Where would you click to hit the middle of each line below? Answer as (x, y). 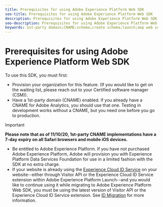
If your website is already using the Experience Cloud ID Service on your (84, 170)
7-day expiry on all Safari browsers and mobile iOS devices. (66, 140)
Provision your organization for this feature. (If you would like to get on (82, 85)
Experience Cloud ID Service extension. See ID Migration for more (78, 195)
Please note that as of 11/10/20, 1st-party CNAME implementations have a (81, 134)
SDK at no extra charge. (36, 164)
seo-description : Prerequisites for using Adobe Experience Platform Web (81, 23)
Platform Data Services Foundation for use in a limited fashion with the (82, 159)
